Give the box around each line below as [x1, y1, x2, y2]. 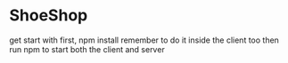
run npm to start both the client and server [9, 43, 165, 54]
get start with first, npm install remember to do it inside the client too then [9, 35, 279, 45]
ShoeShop [9, 5, 88, 26]
